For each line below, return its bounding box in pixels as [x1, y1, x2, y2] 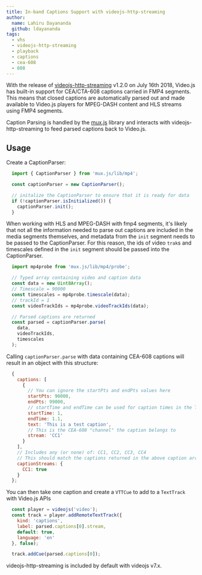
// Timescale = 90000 [11, 286, 66, 292]
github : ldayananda [11, 25, 61, 32]
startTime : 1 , [28, 410, 63, 416]
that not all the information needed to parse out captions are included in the [6, 226, 194, 234]
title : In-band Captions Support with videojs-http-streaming [6, 8, 165, 15]
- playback [11, 48, 39, 54]
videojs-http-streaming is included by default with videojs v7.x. [6, 562, 162, 570]
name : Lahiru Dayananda [11, 20, 71, 26]
